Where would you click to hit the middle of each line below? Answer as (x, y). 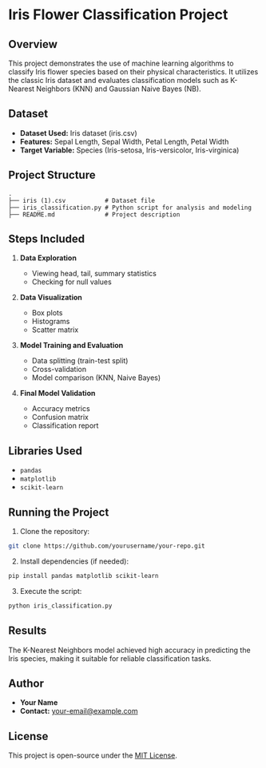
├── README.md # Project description (94, 214)
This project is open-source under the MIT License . (93, 755)
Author (26, 683)
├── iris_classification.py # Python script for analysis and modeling (130, 208)
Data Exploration (48, 258)
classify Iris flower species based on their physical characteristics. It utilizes (133, 72)
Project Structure (52, 175)
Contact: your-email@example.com (79, 711)
